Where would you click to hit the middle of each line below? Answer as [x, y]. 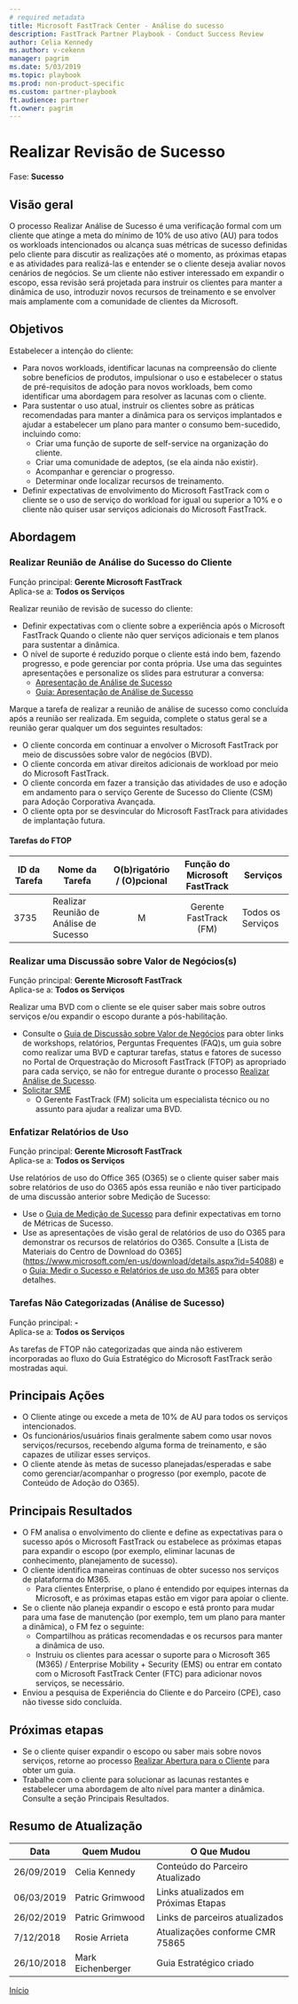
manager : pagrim [39, 59]
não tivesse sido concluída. [72, 1702]
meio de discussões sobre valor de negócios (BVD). [117, 754]
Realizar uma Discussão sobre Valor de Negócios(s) [123, 961]
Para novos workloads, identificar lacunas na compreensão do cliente [149, 367]
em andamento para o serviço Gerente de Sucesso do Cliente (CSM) [147, 792]
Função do [208, 864]
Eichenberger [103, 1968]
